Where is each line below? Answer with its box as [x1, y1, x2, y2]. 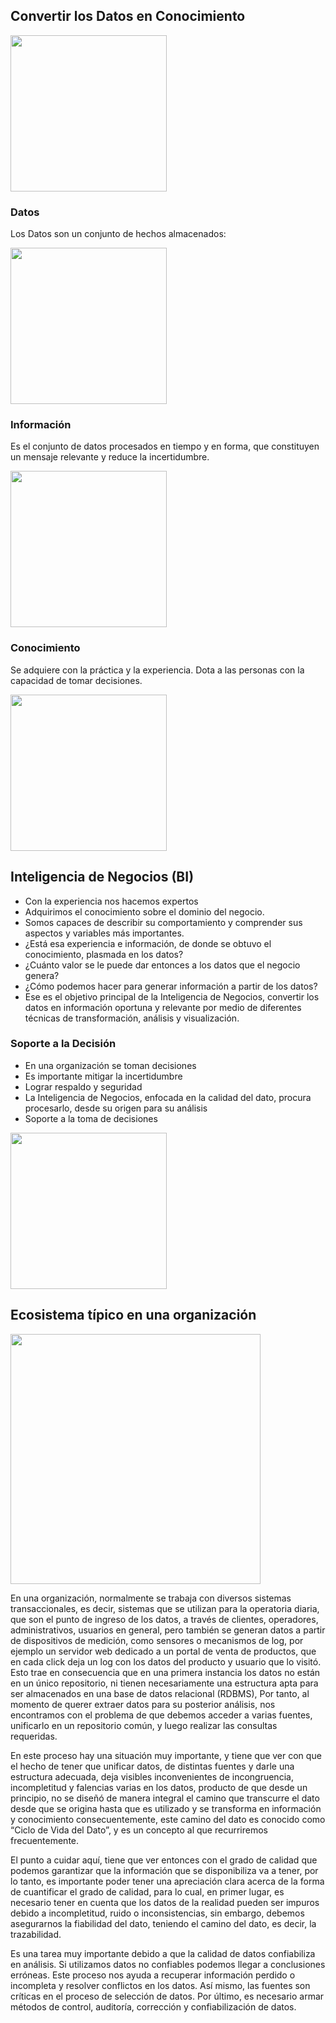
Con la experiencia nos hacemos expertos [24, 895, 199, 907]
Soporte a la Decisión [10, 1037, 117, 1051]
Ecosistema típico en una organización [10, 1307, 257, 1324]
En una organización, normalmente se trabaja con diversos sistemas [10, 1592, 292, 1604]
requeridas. [10, 1730, 58, 1742]
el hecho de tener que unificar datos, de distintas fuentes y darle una [10, 1760, 295, 1772]
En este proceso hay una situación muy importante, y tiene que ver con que [10, 1749, 322, 1761]
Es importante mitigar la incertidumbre [24, 1070, 183, 1082]
